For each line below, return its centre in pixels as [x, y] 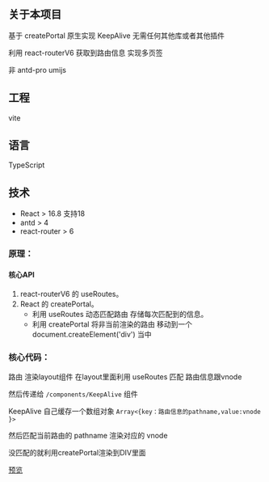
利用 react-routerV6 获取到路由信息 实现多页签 [86, 53]
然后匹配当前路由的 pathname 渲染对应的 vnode [88, 435]
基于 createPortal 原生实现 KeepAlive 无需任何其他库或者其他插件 [116, 36]
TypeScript [27, 165]
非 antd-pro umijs [38, 70]
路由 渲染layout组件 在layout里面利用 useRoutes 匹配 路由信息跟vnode [125, 376]
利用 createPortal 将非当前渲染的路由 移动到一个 [112, 324]
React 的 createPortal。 [59, 304]
